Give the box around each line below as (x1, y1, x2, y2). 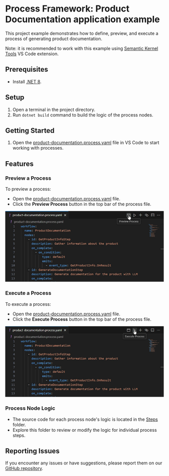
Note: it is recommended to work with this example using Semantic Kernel (5, 45, 158, 51)
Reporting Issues (5, 447, 60, 455)
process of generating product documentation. (5, 36, 102, 42)
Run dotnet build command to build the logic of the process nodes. (12, 111, 153, 118)
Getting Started (5, 126, 55, 135)
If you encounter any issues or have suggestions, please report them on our (5, 460, 162, 466)
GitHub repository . (5, 465, 44, 471)
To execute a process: (5, 301, 51, 307)
